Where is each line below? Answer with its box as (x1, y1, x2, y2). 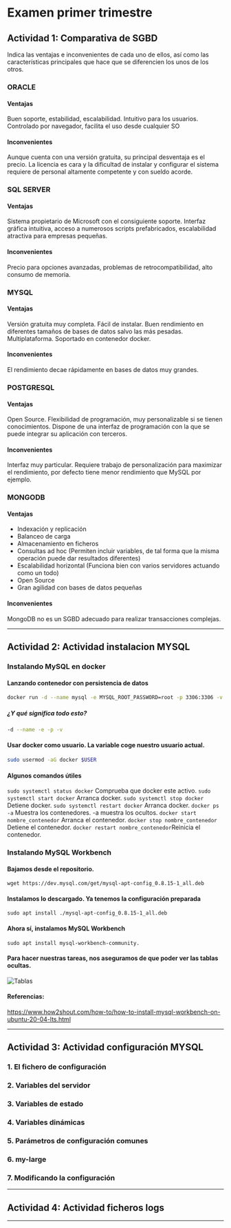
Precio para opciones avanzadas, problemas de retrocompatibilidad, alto (7, 263, 213, 271)
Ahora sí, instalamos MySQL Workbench (7, 924, 126, 933)
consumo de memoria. (7, 270, 71, 278)
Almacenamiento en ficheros (16, 539, 99, 548)
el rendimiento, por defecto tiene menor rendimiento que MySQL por (7, 468, 201, 477)
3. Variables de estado (7, 1099, 84, 1109)
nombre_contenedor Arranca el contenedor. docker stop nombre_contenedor (7, 816, 218, 824)
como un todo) (16, 569, 60, 577)
